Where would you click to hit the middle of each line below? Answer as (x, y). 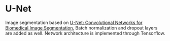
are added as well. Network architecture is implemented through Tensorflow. (85, 33)
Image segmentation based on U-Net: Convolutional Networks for (74, 22)
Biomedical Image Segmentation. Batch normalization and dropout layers (81, 27)
